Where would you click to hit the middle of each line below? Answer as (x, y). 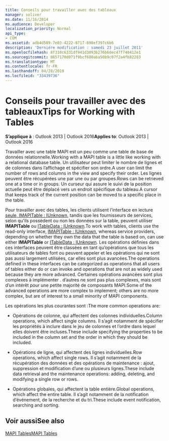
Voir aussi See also (35, 421)
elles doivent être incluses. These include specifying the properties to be (88, 332)
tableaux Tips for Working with (70, 112)
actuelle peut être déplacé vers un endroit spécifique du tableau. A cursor (81, 189)
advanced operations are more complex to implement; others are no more (82, 290)
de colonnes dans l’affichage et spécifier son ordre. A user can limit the (79, 168)
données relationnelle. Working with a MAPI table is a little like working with (83, 157)
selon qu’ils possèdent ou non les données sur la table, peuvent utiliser (79, 220)
